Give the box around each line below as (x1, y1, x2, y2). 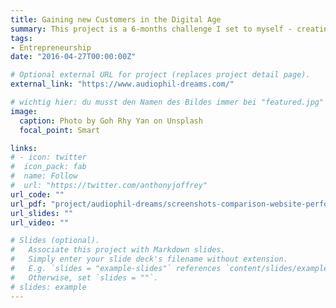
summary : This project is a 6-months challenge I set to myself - (10, 24, 293, 34)
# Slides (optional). (10, 236, 101, 246)
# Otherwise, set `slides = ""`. (10, 272, 159, 283)
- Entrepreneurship (10, 42, 92, 53)
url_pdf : (10, 199, 47, 209)
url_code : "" (10, 189, 65, 200)
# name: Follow (10, 171, 78, 181)
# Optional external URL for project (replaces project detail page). (10, 70, 311, 80)
